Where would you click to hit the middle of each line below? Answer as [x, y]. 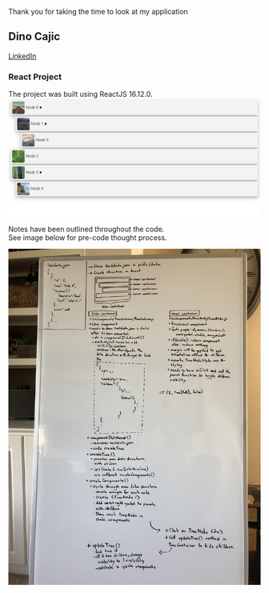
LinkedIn [22, 56]
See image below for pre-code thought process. [88, 237]
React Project [35, 77]
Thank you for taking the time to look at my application [98, 12]
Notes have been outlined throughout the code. [86, 229]
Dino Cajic [34, 36]
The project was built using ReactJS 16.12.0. [80, 94]
